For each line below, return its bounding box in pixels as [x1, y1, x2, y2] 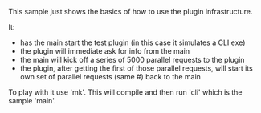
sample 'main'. [8, 96, 56, 105]
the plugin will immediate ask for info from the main [19, 46, 190, 55]
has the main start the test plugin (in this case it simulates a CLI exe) [19, 38, 246, 47]
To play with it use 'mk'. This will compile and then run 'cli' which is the [8, 87, 243, 97]
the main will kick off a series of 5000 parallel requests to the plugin [19, 55, 245, 64]
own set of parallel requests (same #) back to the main [19, 72, 201, 81]
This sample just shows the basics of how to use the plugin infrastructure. [8, 7, 253, 16]
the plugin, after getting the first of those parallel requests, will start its [19, 63, 253, 73]
